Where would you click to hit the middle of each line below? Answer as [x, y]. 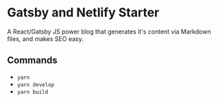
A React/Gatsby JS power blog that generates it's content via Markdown [109, 31]
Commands [33, 61]
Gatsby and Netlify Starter [83, 13]
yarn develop [36, 85]
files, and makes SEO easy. [45, 38]
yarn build [33, 92]
